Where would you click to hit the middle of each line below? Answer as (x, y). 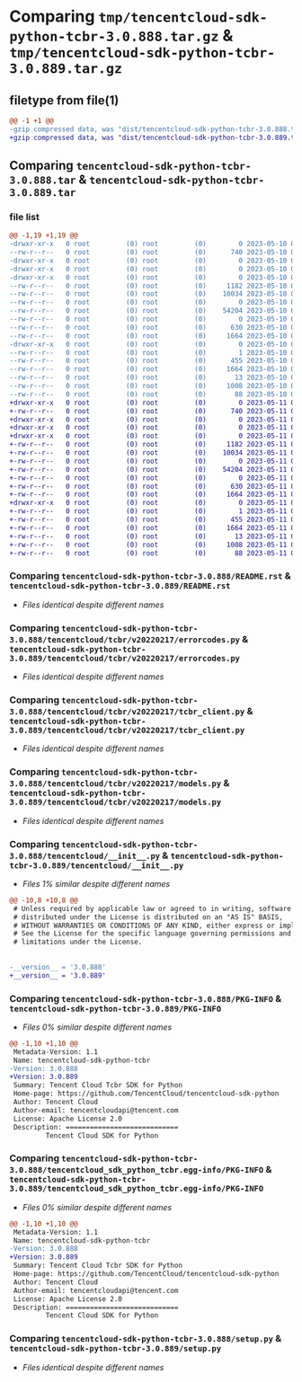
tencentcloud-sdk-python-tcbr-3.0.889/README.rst (120, 586)
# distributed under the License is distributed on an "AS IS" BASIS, (148, 917)
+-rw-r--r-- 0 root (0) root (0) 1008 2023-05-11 (148, 545)
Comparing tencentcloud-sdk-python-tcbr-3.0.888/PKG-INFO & (146, 998)
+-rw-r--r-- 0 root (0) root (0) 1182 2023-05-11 (148, 445)
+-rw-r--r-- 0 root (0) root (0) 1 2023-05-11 (148, 511)
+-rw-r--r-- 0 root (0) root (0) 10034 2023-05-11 (148, 453)
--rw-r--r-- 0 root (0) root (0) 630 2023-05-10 (148, 327)
